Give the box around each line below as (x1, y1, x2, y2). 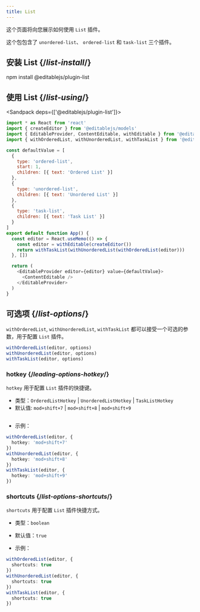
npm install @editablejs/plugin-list (6, 74, 90, 81)
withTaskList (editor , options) (6, 356, 84, 362)
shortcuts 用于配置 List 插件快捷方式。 (6, 507, 103, 514)
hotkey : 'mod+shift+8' (11, 456, 68, 462)
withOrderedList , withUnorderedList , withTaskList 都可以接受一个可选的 (6, 325, 183, 333)
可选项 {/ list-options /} (6, 309, 89, 319)
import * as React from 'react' (6, 120, 86, 126)
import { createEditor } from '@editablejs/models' (6, 125, 137, 131)
